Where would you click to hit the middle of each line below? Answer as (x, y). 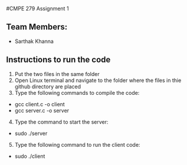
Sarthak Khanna (34, 41)
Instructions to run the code (58, 60)
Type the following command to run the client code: (77, 144)
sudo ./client (30, 156)
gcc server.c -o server (42, 110)
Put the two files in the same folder (57, 74)
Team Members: (37, 27)
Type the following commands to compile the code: (77, 93)
